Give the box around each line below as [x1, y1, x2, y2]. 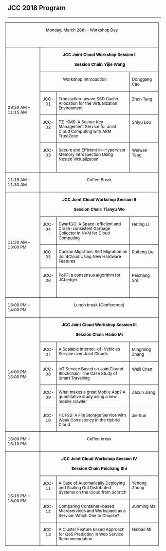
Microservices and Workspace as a [58, 508, 126, 513]
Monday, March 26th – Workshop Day [45, 27, 118, 33]
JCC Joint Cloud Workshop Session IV [61, 456, 137, 461]
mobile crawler [58, 399, 87, 404]
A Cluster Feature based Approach [58, 527, 125, 532]
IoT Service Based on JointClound [58, 366, 124, 372]
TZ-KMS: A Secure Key [58, 119, 104, 125]
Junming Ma [132, 503, 156, 509]
